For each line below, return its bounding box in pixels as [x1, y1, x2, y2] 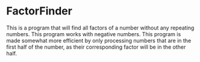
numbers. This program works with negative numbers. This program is [6, 30, 181, 37]
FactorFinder [6, 4, 72, 18]
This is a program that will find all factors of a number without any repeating [6, 24, 195, 31]
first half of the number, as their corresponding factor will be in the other [6, 43, 186, 51]
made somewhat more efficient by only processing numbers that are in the [6, 37, 192, 44]
